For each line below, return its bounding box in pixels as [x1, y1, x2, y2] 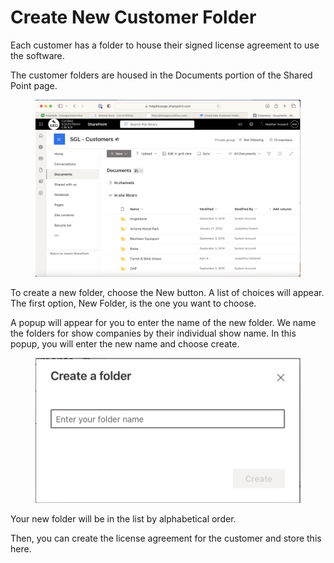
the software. [10, 49, 65, 61]
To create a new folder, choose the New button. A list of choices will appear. [10, 287, 325, 299]
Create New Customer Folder [10, 6, 257, 29]
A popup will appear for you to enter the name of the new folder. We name [10, 317, 317, 329]
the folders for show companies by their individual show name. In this [10, 327, 297, 340]
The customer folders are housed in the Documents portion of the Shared [10, 69, 313, 81]
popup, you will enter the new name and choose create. [10, 338, 240, 350]
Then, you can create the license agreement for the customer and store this [10, 532, 322, 545]
